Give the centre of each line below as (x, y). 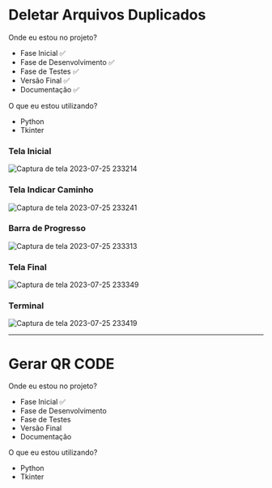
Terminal (26, 306)
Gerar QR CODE (62, 364)
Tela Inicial (30, 151)
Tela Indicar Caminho (51, 190)
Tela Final (28, 267)
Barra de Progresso (47, 229)
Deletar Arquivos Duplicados (107, 15)
